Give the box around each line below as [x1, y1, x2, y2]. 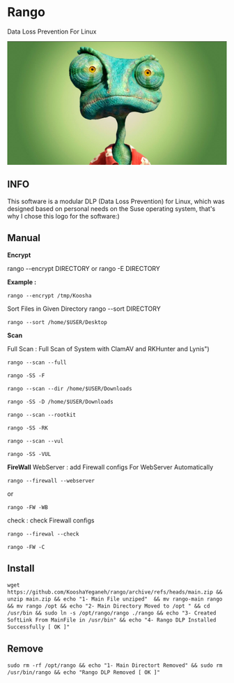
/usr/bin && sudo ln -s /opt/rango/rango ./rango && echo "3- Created [7, 610, 217, 617]
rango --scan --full [7, 359, 68, 366]
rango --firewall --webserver [7, 477, 95, 484]
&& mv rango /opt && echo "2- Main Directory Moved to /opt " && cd [7, 603, 210, 610]
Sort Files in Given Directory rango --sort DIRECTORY [7, 304, 162, 313]
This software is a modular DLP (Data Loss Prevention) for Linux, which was [7, 197, 225, 205]
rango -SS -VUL [7, 450, 52, 457]
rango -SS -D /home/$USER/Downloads [7, 398, 114, 405]
